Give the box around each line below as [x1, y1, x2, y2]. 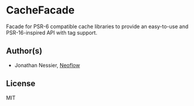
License [6, 78, 36, 88]
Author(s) [6, 46, 43, 56]
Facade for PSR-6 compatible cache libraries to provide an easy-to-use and [6, 23, 189, 30]
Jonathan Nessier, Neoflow [14, 61, 80, 69]
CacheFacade [6, 4, 75, 17]
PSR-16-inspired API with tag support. [6, 29, 98, 36]
